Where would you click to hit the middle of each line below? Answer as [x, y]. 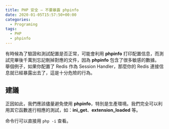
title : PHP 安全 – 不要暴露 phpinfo [42, 10]
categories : [18, 19]
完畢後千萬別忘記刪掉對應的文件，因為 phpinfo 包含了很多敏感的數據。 [84, 60]
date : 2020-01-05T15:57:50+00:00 [41, 15]
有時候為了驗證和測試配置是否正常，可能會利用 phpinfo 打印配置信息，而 [82, 54]
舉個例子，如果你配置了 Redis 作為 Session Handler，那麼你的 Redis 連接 [82, 66]
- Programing [24, 24]
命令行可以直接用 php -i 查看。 [38, 121]
